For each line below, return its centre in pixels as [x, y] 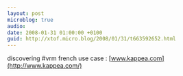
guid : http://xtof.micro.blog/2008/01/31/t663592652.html [91, 39]
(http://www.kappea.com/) [45, 66]
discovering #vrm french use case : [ [59, 58]
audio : [16, 26]
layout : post [26, 13]
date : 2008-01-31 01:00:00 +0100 [55, 33]
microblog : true [30, 20]
